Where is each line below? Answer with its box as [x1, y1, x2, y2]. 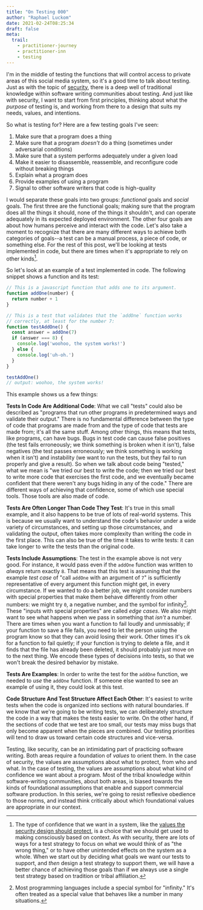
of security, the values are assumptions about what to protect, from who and [6, 758, 197, 765]
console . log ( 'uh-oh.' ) [17, 352, 74, 358]
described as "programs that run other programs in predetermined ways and [6, 409, 197, 416]
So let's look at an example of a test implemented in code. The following [6, 267, 186, 274]
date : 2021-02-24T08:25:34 [6, 20, 74, 26]
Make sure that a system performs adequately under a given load [14, 152, 178, 159]
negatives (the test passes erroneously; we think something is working [6, 448, 182, 455]
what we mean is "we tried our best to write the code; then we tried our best [6, 467, 196, 474]
